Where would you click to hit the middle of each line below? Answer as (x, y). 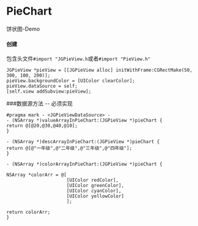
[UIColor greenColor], (95, 186)
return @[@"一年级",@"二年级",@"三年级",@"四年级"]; (69, 148)
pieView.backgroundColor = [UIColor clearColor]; (71, 81)
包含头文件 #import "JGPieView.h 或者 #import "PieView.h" (79, 58)
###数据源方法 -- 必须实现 (40, 104)
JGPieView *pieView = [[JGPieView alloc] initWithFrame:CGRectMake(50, (99, 70)
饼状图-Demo (23, 29)
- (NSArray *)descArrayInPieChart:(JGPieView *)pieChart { (83, 142)
